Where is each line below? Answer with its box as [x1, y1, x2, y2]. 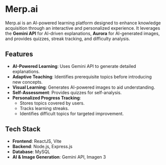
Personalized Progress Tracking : [12, 95, 81, 101]
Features [5, 50, 33, 58]
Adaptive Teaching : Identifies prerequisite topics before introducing [12, 73, 152, 80]
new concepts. [12, 79, 43, 85]
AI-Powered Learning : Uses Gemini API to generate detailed [12, 63, 136, 69]
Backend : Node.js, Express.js [12, 143, 73, 149]
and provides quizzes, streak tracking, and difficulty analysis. [5, 36, 130, 42]
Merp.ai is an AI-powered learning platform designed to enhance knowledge [5, 20, 161, 26]
